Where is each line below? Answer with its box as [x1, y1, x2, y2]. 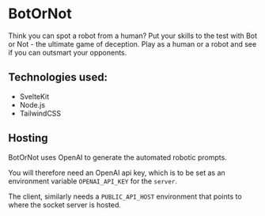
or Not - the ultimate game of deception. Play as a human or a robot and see [8, 39, 257, 48]
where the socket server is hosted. [8, 199, 121, 210]
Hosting [8, 131, 49, 145]
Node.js [19, 100, 46, 109]
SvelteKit [19, 92, 50, 101]
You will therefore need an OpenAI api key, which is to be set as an [8, 168, 225, 177]
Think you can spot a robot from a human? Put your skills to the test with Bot [8, 31, 258, 40]
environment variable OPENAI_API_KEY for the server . [8, 176, 178, 186]
